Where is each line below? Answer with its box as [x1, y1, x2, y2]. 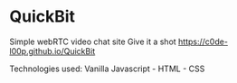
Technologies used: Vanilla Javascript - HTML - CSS [9, 63, 205, 74]
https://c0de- [177, 36, 229, 47]
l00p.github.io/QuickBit [9, 45, 96, 56]
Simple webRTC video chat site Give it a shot [9, 36, 176, 47]
